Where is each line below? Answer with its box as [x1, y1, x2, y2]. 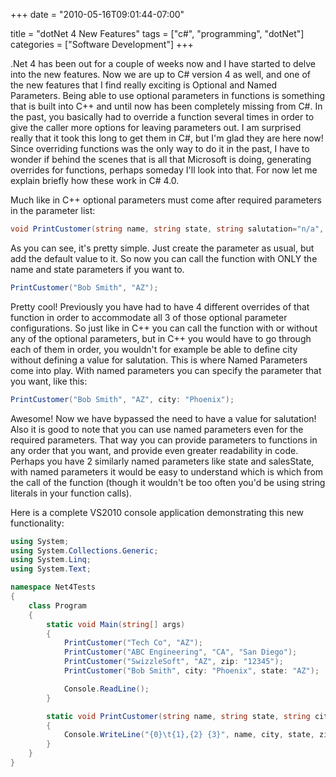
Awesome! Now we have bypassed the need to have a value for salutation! [10, 412, 317, 424]
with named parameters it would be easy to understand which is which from [10, 465, 324, 478]
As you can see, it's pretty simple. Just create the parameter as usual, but [10, 242, 315, 254]
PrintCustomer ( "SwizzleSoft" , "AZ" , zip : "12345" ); [63, 657, 284, 667]
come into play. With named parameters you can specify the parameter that [10, 364, 322, 376]
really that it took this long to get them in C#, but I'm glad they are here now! [10, 132, 324, 144]
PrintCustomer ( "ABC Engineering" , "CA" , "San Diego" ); [63, 647, 298, 658]
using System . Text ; [10, 564, 92, 574]
